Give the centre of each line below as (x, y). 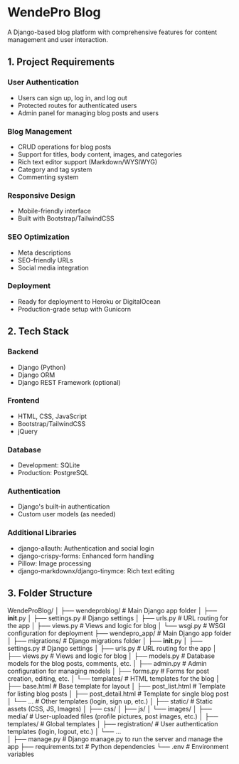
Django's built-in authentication (64, 506)
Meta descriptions (44, 253)
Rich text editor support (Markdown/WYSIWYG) (87, 161)
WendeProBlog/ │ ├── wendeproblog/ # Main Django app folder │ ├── (112, 610)
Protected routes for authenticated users (77, 105)
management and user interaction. (58, 39)
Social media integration (53, 267)
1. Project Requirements (61, 62)
